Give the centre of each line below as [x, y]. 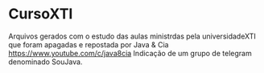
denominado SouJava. [45, 62]
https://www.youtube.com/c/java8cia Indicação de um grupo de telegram [130, 53]
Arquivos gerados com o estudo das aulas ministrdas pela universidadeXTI [132, 36]
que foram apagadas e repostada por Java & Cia [89, 44]
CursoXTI [41, 14]
